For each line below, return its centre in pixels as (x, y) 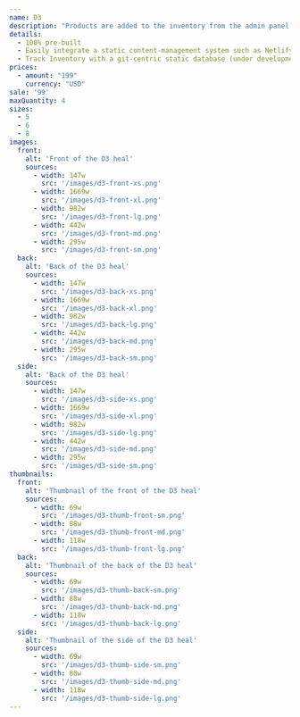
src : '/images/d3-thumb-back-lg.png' (111, 623)
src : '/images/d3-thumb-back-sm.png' (111, 590)
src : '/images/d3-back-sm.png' (100, 358)
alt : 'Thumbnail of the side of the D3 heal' (112, 640)
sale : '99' (29, 92)
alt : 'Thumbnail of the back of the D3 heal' (112, 565)
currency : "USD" (56, 84)
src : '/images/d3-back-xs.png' (100, 291)
